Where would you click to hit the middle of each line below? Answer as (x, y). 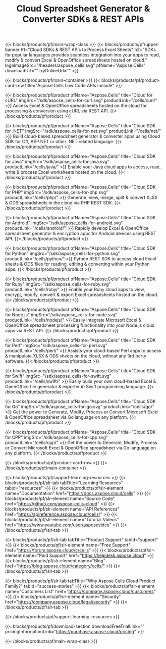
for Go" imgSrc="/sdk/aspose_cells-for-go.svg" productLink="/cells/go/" (80, 407)
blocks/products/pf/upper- (132, 45)
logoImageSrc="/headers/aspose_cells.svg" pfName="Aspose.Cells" (76, 65)
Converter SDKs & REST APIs (83, 19)
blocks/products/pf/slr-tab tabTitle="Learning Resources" (64, 483)
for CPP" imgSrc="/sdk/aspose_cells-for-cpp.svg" (56, 437)
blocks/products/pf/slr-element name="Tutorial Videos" (62, 520)
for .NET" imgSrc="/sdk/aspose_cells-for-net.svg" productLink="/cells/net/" (83, 131)
